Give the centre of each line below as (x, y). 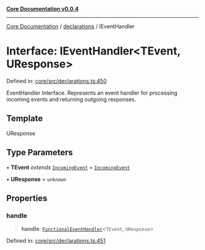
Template (25, 119)
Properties (27, 198)
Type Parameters (40, 153)
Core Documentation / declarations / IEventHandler (71, 26)
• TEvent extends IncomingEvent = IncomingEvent (68, 167)
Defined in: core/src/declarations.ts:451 (56, 241)
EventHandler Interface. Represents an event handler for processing (92, 93)
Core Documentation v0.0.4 (43, 9)
